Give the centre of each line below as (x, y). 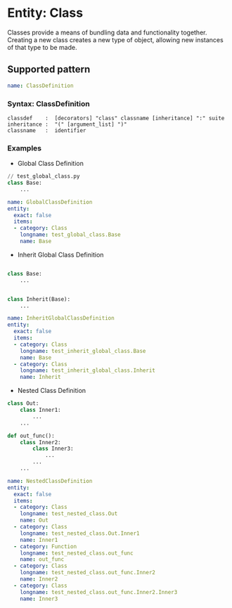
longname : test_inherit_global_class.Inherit (88, 370)
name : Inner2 (39, 579)
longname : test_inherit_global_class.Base (83, 351)
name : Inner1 (39, 540)
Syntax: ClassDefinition (49, 103)
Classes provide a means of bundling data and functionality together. (107, 32)
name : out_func (42, 560)
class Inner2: (40, 442)
